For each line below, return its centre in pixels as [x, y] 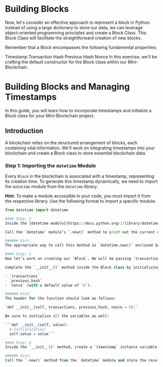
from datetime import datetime [37, 210]
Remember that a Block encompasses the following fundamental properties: [81, 47]
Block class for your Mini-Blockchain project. [50, 116]
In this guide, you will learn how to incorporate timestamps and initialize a [78, 110]
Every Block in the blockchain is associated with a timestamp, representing [80, 176]
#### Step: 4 [18, 343]
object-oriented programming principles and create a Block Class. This [76, 33]
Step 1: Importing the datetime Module [50, 165]
